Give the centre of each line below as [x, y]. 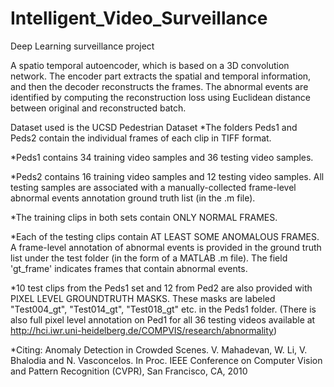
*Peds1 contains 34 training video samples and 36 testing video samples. [162, 157]
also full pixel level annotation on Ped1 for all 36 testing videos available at [163, 319]
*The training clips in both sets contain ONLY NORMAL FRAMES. [144, 217]
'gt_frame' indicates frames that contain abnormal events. [129, 268]
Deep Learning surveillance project [82, 46]
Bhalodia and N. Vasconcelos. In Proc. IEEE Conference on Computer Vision [166, 360]
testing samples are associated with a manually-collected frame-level [153, 187]
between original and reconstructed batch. [98, 108]
